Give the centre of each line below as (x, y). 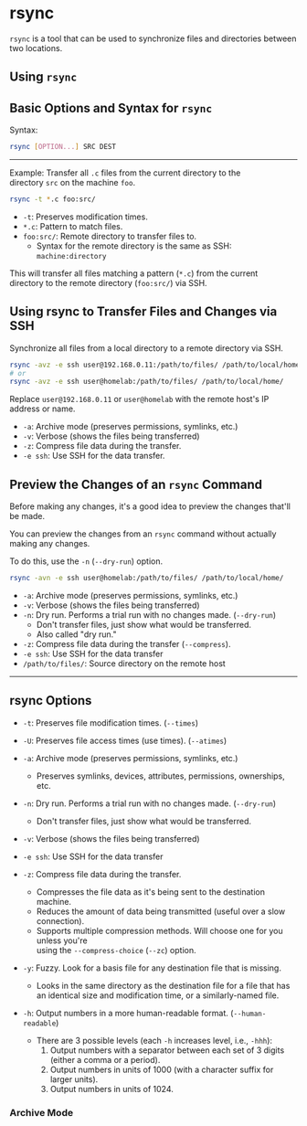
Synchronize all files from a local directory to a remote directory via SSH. (146, 348)
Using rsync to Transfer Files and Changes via (143, 312)
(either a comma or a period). (105, 1059)
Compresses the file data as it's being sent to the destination (150, 892)
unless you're (62, 940)
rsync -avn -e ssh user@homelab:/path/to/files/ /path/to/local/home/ (147, 579)
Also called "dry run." (76, 634)
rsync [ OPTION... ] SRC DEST (63, 147)
